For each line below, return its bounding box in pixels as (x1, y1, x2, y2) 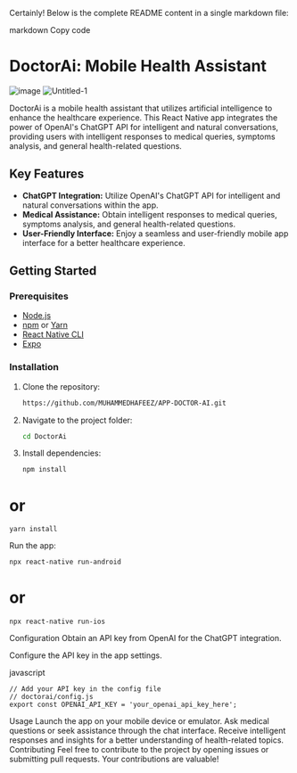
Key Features (9, 167, 85, 182)
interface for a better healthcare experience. (21, 237, 186, 248)
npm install (21, 465, 67, 474)
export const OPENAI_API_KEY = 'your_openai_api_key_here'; (9, 700, 238, 710)
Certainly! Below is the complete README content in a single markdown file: (9, 8, 289, 18)
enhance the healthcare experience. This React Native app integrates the (9, 111, 278, 123)
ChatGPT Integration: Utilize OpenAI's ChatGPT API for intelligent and (21, 190, 281, 201)
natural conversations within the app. (21, 200, 159, 210)
